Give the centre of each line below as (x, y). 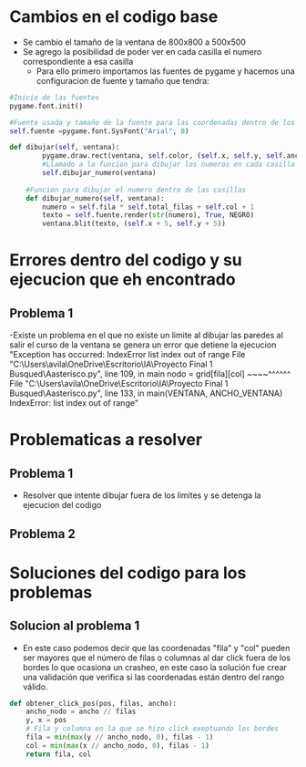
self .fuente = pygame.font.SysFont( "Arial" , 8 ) (99, 131)
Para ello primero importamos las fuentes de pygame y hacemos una (165, 71)
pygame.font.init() (46, 106)
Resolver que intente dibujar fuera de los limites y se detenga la (142, 495)
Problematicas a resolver (106, 440)
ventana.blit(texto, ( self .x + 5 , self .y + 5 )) (134, 224)
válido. (35, 687)
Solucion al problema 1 (75, 626)
